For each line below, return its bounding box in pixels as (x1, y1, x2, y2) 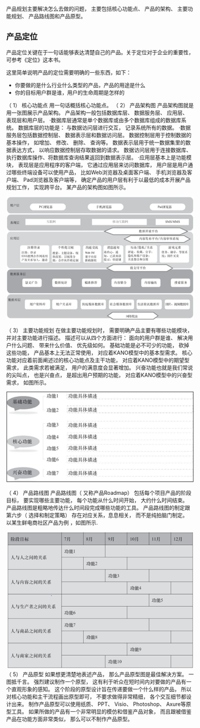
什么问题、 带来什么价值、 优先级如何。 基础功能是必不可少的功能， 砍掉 (11, 342, 189, 349)
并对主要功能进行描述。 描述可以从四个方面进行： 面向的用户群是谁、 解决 (6, 334, 188, 341)
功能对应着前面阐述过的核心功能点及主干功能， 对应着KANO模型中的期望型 (6, 357, 190, 364)
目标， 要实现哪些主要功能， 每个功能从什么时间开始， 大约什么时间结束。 (6, 497, 188, 504)
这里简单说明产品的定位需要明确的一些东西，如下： (6, 69, 132, 76)
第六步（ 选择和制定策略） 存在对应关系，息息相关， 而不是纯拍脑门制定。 (6, 512, 188, 519)
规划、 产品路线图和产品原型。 (11, 13, 86, 20)
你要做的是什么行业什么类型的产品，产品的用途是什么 (14, 81, 146, 88)
